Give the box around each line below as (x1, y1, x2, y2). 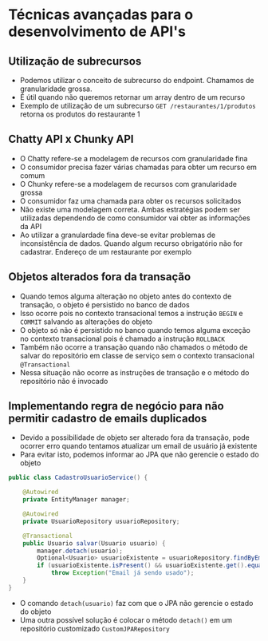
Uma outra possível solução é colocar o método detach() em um (19, 615, 233, 624)
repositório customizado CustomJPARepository (19, 623, 170, 633)
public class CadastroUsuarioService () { (8, 473, 148, 482)
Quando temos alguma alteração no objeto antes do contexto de (19, 291, 232, 301)
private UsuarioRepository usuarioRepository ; (22, 517, 180, 525)
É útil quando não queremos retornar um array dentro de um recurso (19, 93, 246, 101)
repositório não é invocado (19, 376, 108, 386)
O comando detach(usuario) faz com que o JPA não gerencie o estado (19, 598, 254, 607)
